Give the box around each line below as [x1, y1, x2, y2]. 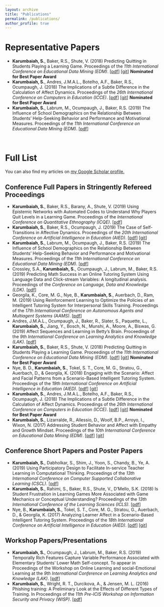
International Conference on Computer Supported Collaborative [12, 475, 141, 481]
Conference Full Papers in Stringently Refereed [5, 183, 152, 191]
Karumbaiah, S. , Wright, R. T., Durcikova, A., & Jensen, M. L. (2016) [12, 581, 149, 586]
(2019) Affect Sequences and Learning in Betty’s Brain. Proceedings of [12, 328, 155, 334]
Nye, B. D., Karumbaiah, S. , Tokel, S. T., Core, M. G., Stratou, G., [12, 364, 142, 370]
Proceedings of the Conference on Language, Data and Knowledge [12, 281, 149, 287]
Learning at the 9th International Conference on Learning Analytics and [12, 570, 157, 576]
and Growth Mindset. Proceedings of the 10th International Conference [12, 427, 156, 433]
